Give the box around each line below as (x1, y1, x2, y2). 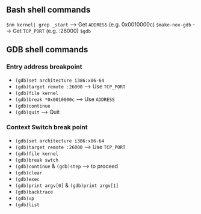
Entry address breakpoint (6, 63, 82, 71)
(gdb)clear (14, 170, 43, 176)
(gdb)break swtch (14, 157, 59, 163)
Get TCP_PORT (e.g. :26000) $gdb (13, 27, 91, 34)
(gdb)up (14, 195, 34, 201)
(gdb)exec (14, 176, 40, 182)
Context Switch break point (6, 123, 88, 132)
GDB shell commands (6, 44, 88, 55)
